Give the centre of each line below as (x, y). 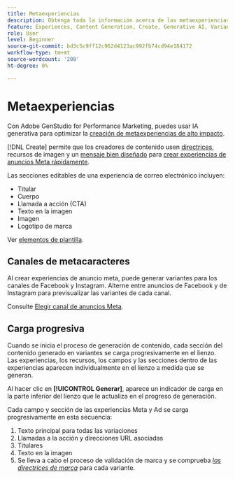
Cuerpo (28, 196)
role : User (23, 33)
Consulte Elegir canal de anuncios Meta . (65, 307)
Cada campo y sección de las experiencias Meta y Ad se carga (98, 410)
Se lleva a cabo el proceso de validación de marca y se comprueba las (119, 460)
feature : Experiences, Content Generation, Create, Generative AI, (108, 27)
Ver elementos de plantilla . (45, 239)
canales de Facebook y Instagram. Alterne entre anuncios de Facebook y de (117, 286)
